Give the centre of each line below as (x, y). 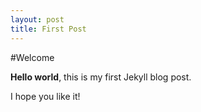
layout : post (37, 19)
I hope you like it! (45, 96)
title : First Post (48, 29)
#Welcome (32, 57)
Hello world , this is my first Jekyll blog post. (101, 77)
